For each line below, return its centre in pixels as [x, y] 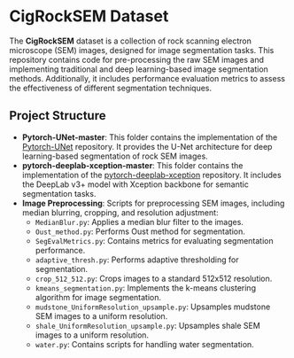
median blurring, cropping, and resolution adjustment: [120, 212]
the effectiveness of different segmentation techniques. [111, 88]
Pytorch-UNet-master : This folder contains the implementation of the [150, 137]
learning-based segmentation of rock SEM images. [115, 156]
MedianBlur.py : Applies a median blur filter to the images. [139, 222]
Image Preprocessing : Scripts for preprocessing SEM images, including [153, 203]
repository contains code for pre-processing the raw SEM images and [136, 59]
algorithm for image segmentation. [98, 297]
